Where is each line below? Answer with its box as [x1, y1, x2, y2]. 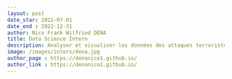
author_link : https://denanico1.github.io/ [7, 61, 137, 68]
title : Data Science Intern [7, 36, 88, 43]
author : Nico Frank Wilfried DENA [7, 29, 107, 36]
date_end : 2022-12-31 [7, 23, 72, 30]
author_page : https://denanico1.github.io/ [7, 55, 137, 62]
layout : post [7, 10, 45, 17]
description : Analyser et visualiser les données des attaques [7, 42, 193, 49]
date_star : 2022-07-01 [7, 16, 72, 23]
